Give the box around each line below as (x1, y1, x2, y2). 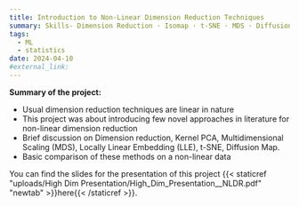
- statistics (17, 46, 66, 55)
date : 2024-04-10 (9, 54, 74, 63)
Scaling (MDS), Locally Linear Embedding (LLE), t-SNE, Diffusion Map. (21, 141, 280, 152)
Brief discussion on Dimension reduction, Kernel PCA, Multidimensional (21, 132, 284, 143)
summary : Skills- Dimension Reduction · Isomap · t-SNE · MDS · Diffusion (9, 21, 293, 30)
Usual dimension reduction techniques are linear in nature (21, 104, 234, 115)
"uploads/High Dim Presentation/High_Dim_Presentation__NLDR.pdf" (9, 178, 263, 188)
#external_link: (9, 63, 69, 72)
